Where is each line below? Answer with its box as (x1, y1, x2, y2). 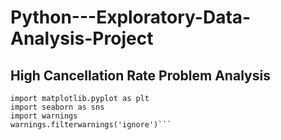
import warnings (10, 111, 78, 121)
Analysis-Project (10, 27, 154, 50)
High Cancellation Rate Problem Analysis (10, 67, 271, 84)
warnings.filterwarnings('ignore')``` (10, 120, 172, 130)
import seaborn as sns (10, 102, 105, 112)
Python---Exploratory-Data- (10, 6, 252, 29)
